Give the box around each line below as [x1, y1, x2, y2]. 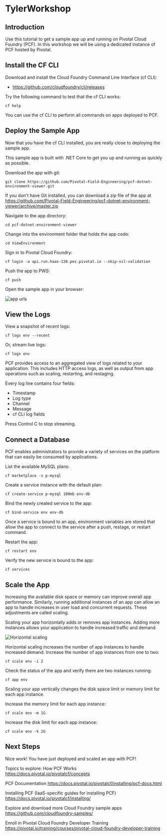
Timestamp [12, 390, 36, 396]
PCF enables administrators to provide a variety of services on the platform [5, 449, 160, 455]
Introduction [5, 23, 45, 31]
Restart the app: [5, 539, 38, 545]
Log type [12, 395, 31, 401]
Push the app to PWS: [5, 268, 50, 274]
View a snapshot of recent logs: [5, 324, 71, 330]
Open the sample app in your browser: [5, 286, 84, 292]
